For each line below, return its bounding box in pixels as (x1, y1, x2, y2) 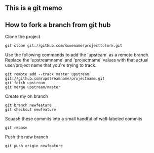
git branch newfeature (5, 103, 52, 108)
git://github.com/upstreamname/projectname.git (5, 76, 105, 81)
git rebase (5, 125, 28, 130)
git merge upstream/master (5, 85, 61, 90)
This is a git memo (5, 4, 63, 12)
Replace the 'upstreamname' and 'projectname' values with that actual (5, 57, 149, 63)
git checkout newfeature (5, 107, 56, 112)
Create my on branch (5, 93, 48, 99)
